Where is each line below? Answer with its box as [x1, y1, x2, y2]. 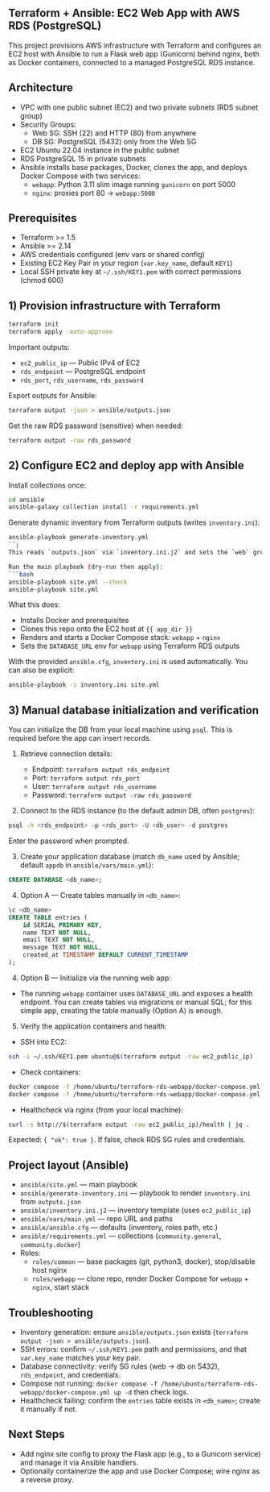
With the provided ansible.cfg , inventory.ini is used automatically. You [8, 657, 248, 667]
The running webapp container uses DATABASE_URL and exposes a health [19, 988, 253, 998]
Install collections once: [8, 480, 87, 490]
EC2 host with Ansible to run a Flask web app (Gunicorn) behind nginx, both [8, 48, 260, 59]
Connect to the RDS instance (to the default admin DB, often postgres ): [19, 806, 255, 816]
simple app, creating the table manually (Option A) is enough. [19, 1005, 223, 1015]
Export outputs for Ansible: [8, 391, 98, 400]
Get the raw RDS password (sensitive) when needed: [8, 421, 183, 430]
